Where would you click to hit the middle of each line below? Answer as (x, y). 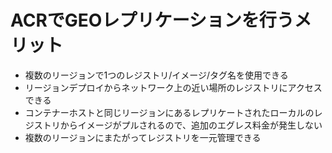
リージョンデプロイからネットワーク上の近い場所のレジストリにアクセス (173, 87)
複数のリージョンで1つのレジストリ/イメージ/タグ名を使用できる (156, 75)
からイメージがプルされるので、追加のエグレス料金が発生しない (191, 125)
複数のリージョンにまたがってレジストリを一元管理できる (143, 137)
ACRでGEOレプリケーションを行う (152, 20)
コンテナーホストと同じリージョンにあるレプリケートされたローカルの (169, 112)
